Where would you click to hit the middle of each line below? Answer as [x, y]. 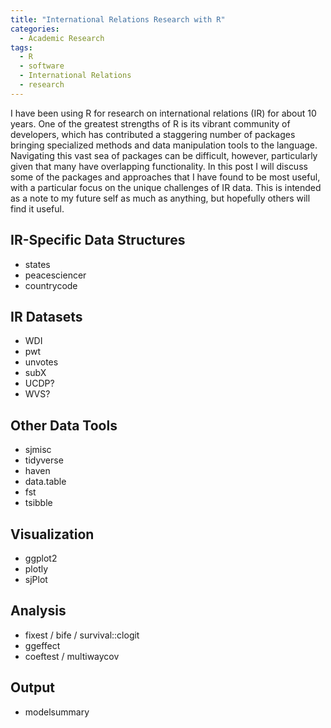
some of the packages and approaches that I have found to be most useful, [165, 177]
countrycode [51, 285]
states [37, 264]
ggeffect [42, 645]
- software [42, 66]
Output [32, 687]
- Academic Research [62, 38]
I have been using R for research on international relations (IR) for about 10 [163, 113]
